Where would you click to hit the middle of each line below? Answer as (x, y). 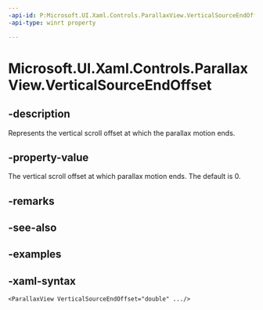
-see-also (32, 228)
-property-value (49, 157)
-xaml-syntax (42, 281)
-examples (35, 255)
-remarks (31, 201)
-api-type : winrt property (52, 23)
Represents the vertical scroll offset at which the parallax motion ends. (122, 133)
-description (39, 114)
